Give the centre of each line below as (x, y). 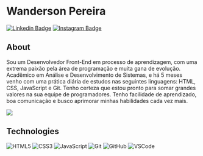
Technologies (33, 131)
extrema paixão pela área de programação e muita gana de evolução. (94, 68)
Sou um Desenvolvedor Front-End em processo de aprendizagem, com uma (102, 62)
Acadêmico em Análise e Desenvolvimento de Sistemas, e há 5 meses (94, 75)
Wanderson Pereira (56, 11)
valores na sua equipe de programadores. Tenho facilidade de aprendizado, (101, 94)
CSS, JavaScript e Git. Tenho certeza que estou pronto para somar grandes (101, 88)
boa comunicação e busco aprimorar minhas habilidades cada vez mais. (97, 101)
